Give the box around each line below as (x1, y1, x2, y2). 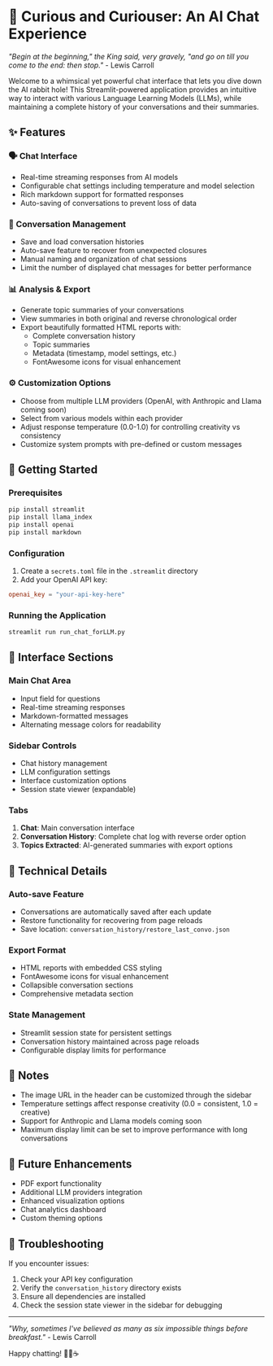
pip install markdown (8, 528, 82, 536)
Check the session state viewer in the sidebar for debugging (19, 1300, 223, 1310)
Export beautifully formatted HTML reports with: (19, 322, 181, 332)
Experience (8, 24, 87, 43)
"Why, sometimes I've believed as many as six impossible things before (8, 1324, 249, 1333)
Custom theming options (19, 1213, 103, 1224)
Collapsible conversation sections (19, 980, 134, 990)
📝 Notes (8, 1069, 50, 1082)
